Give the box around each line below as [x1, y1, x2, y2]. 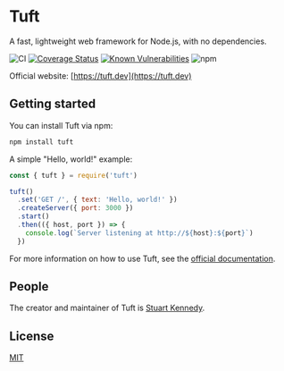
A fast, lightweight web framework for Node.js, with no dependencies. [9, 36, 267, 46]
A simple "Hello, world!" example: [9, 154, 133, 164]
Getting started [9, 97, 96, 112]
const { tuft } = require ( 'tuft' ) [9, 171, 138, 180]
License [9, 328, 54, 343]
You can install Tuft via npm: [9, 120, 113, 131]
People [9, 279, 49, 294]
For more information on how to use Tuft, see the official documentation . [9, 253, 276, 264]
